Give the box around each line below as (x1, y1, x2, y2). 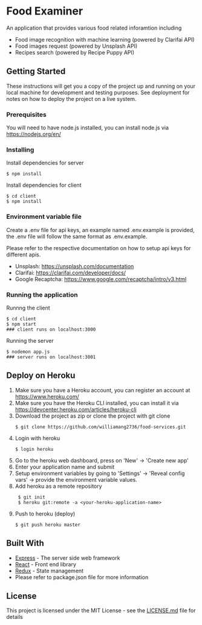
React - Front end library (15, 560, 77, 568)
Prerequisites (6, 110, 47, 118)
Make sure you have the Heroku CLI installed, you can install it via (15, 399, 179, 406)
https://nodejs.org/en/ (6, 131, 62, 138)
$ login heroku (15, 446, 54, 452)
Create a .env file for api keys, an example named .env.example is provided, (6, 226, 195, 233)
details (6, 614, 23, 621)
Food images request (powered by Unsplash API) (15, 42, 138, 50)
